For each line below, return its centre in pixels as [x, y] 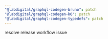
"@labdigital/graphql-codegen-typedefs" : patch [54, 19]
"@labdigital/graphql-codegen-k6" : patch [47, 14]
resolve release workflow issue [36, 33]
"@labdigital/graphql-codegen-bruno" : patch [51, 10]
